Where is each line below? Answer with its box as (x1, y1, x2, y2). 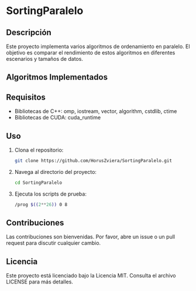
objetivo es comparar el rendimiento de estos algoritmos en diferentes (6, 49, 176, 56)
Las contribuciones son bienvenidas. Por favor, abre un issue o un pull (6, 233, 176, 241)
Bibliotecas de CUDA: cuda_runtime (14, 114, 101, 121)
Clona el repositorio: (14, 146, 64, 153)
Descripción (6, 28, 51, 37)
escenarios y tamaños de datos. (6, 56, 84, 62)
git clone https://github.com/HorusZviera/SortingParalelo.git (14, 158, 173, 164)
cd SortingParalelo (14, 180, 63, 186)
